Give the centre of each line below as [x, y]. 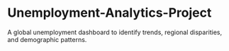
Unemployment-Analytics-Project [110, 13]
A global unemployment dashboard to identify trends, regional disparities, [115, 32]
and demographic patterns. [47, 39]
